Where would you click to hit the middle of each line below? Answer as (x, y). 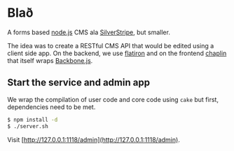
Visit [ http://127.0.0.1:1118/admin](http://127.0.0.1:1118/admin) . (94, 139)
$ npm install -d (33, 120)
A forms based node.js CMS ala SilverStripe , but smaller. (89, 32)
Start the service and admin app (79, 83)
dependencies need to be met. (51, 107)
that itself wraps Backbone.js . (50, 60)
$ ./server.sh (28, 126)
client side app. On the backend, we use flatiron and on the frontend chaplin (117, 53)
